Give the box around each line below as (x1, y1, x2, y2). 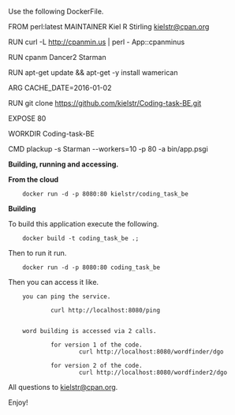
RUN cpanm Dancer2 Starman (8, 53, 106, 62)
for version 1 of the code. (50, 341, 144, 349)
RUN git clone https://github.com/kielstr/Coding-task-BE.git (8, 99, 202, 107)
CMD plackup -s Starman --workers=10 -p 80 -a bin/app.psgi (8, 144, 209, 153)
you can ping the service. (22, 293, 111, 301)
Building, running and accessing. (8, 159, 119, 169)
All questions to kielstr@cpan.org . (8, 383, 118, 391)
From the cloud (8, 175, 59, 184)
